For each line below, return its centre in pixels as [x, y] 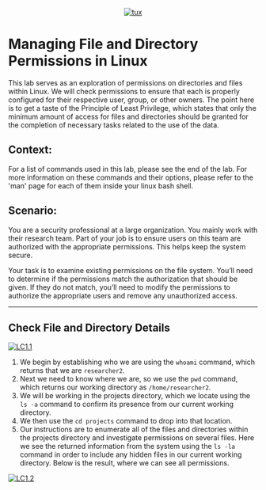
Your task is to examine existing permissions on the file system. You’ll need [131, 270]
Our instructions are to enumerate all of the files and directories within [134, 429]
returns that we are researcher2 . [72, 370]
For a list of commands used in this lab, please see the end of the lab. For [128, 169]
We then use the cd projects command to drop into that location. [126, 421]
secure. [21, 255]
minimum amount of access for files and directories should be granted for [129, 116]
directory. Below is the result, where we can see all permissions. [124, 463]
